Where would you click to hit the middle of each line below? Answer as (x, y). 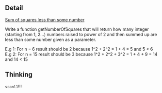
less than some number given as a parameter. (51, 39)
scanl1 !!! (14, 86)
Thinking (19, 75)
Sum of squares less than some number (45, 19)
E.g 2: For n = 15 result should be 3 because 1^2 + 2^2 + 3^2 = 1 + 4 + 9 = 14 (81, 54)
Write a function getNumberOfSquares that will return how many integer (77, 29)
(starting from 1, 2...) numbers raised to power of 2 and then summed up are (81, 34)
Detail (14, 8)
